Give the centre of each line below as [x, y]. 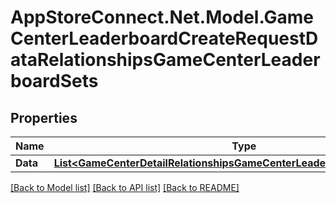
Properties [44, 117]
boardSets [54, 81]
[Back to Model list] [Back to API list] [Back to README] [125, 187]
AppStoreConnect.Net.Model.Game [162, 17]
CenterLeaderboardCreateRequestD [164, 38]
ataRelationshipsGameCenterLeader [165, 60]
